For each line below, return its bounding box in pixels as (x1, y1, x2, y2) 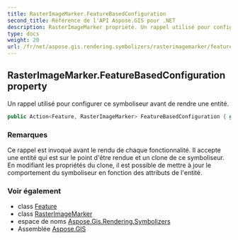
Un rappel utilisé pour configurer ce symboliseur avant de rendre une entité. (7, 99, 229, 108)
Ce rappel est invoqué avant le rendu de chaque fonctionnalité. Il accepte (7, 146, 222, 154)
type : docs (7, 30, 40, 38)
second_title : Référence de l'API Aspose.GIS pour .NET (7, 17, 176, 24)
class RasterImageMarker (17, 210, 93, 218)
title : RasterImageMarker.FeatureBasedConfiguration (7, 10, 166, 18)
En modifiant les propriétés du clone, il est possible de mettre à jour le (7, 161, 211, 169)
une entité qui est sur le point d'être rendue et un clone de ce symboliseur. (7, 153, 225, 161)
